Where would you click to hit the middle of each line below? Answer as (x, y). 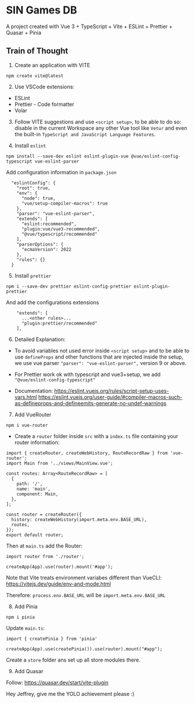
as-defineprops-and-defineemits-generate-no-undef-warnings (91, 403)
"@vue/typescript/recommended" (59, 234)
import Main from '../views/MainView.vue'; (60, 463)
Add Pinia (26, 606)
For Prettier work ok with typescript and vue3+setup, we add (88, 374)
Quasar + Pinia (24, 32)
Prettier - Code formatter (44, 104)
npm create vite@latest (35, 76)
